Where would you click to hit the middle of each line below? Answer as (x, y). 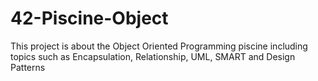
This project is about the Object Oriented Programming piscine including (159, 46)
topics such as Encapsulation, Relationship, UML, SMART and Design (153, 56)
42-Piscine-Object (89, 18)
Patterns (28, 67)
